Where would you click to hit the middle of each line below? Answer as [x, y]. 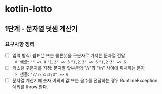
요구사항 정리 [20, 44]
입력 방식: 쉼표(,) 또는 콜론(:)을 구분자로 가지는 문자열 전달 [69, 55]
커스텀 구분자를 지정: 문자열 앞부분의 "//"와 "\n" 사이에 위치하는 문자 [79, 68]
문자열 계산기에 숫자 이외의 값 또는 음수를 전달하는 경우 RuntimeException [85, 80]
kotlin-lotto [29, 9]
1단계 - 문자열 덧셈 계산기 [41, 28]
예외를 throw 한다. [30, 87]
